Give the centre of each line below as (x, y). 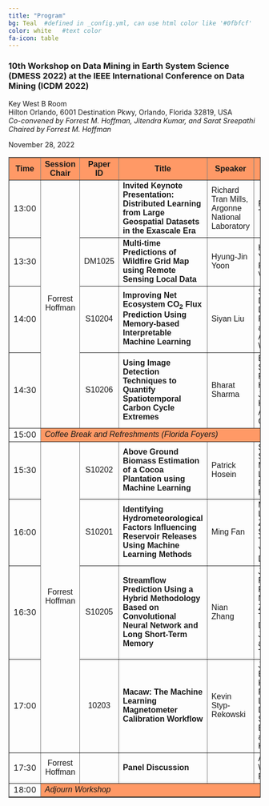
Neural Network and (161, 625)
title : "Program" (37, 16)
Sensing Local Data (160, 279)
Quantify (139, 390)
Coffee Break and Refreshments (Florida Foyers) (131, 434)
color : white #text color (55, 30)
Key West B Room (38, 103)
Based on (141, 607)
